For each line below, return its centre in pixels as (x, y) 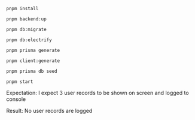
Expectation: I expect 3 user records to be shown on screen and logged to (98, 93)
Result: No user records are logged (49, 111)
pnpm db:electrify (29, 40)
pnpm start (20, 82)
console (16, 99)
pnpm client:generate (33, 61)
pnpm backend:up (26, 19)
